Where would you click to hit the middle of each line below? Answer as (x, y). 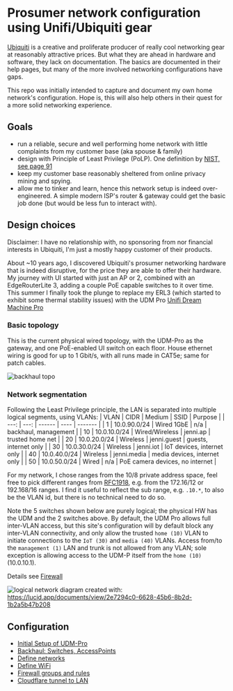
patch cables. (27, 363)
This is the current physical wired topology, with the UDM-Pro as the (105, 341)
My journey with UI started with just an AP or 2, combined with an (101, 278)
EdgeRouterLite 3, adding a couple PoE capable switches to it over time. (111, 285)
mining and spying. (45, 181)
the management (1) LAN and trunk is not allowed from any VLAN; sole (107, 548)
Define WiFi (34, 665)
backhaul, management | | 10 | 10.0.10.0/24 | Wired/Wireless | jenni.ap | (109, 432)
